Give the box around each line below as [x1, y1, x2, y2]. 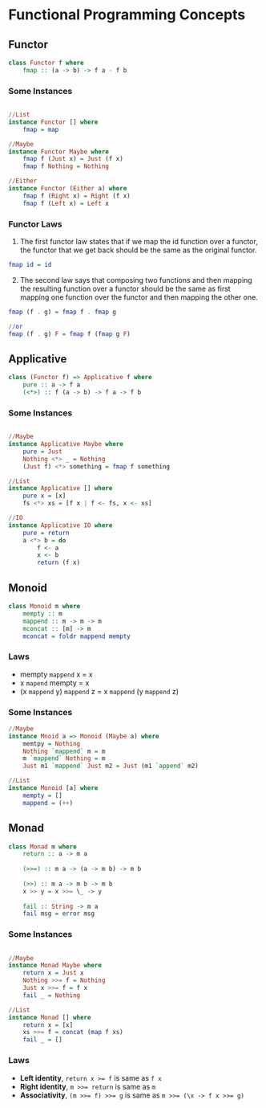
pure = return [22, 529, 70, 537]
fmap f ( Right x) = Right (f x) [22, 191, 131, 200]
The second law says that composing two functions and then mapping [19, 275, 252, 284]
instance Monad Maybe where [8, 962, 103, 970]
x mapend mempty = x [19, 677, 90, 688]
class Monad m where [8, 842, 78, 851]
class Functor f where [8, 59, 84, 67]
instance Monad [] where [8, 1013, 91, 1021]
